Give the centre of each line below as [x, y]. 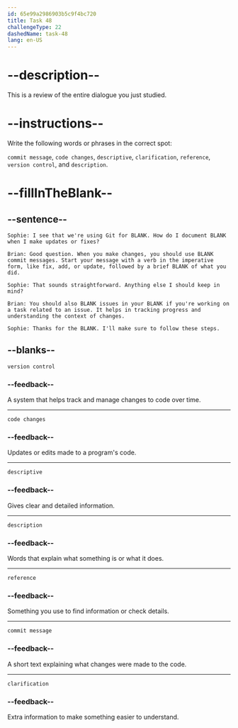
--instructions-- [56, 124]
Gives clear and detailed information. [61, 505]
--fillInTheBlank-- [60, 193]
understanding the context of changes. [66, 316]
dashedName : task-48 [38, 34]
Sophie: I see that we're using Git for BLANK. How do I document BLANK [117, 235]
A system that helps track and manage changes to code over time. [104, 400]
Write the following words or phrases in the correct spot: [90, 143]
